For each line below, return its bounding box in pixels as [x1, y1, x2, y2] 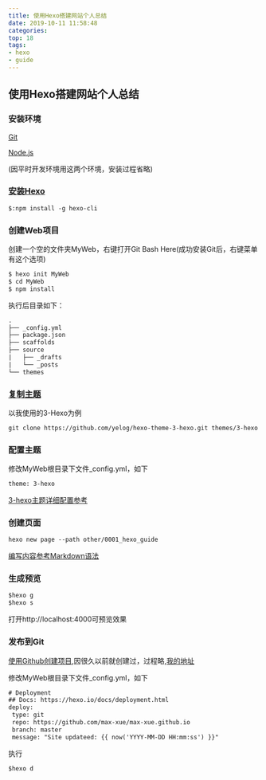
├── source [8, 346, 45, 355]
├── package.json [8, 331, 66, 339]
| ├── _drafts [8, 354, 62, 362]
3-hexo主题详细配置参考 [8, 496, 88, 504]
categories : [8, 26, 48, 34]
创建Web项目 [8, 225, 60, 236]
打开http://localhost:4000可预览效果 [8, 614, 127, 624]
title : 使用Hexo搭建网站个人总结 [8, 11, 108, 20]
